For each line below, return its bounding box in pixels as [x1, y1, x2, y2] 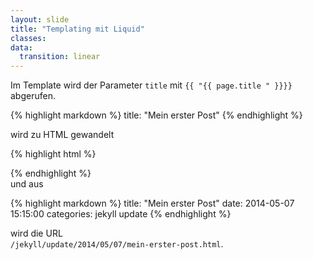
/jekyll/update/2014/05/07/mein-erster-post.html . [10, 238, 224, 250]
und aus [10, 178, 44, 190]
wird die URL [10, 227, 63, 240]
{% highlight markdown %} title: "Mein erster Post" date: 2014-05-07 [10, 197, 295, 210]
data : [10, 42, 33, 53]
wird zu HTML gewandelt [10, 129, 115, 141]
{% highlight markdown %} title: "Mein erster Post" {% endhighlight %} [10, 109, 303, 121]
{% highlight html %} [10, 148, 97, 160]
